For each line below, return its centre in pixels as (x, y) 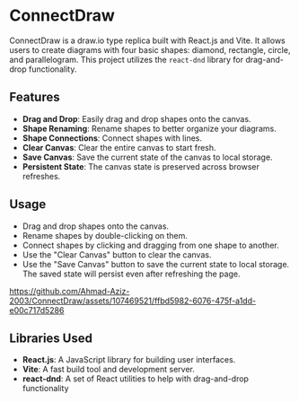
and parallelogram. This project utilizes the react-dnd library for (127, 59)
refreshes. (41, 176)
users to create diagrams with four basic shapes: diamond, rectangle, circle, (150, 49)
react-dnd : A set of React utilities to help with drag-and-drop (136, 379)
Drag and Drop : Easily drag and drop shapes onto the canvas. (136, 118)
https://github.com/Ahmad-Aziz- (70, 291)
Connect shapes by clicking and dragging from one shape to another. (151, 245)
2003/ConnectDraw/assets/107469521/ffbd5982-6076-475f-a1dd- (133, 301)
